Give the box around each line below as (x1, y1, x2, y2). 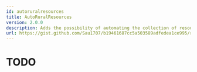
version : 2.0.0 (6, 19, 43, 25)
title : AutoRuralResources (6, 14, 72, 20)
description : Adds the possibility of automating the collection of (6, 25, 177, 31)
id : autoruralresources (6, 8, 64, 15)
